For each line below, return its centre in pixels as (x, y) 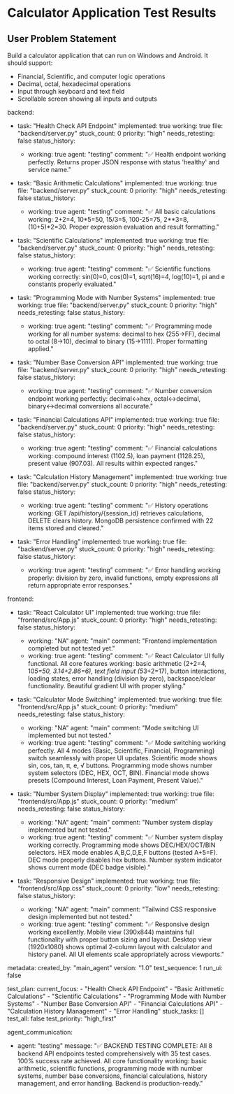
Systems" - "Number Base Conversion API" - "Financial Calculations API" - (115, 1004)
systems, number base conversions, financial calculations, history (112, 1076)
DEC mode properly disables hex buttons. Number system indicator (125, 860)
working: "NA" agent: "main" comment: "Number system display (120, 822)
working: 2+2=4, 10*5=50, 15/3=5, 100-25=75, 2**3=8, (108, 219)
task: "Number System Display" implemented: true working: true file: (116, 794)
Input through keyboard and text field (71, 91)
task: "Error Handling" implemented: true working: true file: (102, 541)
